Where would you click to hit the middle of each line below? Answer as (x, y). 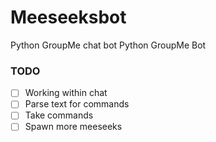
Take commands (59, 115)
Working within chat (66, 93)
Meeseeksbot (68, 17)
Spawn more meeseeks (73, 127)
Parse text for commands (77, 104)
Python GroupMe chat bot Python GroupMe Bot (108, 45)
